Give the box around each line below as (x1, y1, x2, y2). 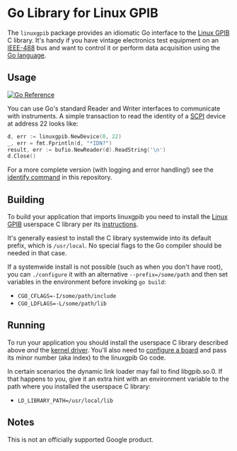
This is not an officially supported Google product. (7, 435, 154, 444)
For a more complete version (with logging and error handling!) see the (7, 165, 214, 174)
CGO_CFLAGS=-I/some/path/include (17, 293, 117, 300)
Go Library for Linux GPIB (7, 5, 158, 21)
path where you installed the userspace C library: (7, 382, 151, 391)
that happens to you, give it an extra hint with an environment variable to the (7, 374, 230, 383)
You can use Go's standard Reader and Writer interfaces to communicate (7, 104, 221, 113)
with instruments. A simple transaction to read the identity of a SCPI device (7, 111, 226, 120)
